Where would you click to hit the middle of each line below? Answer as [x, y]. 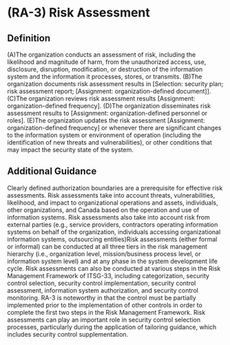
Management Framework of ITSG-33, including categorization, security [108, 275]
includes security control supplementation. [68, 334]
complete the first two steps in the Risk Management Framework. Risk [106, 312]
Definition [29, 38]
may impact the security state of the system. [71, 150]
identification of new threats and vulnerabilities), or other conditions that [109, 142]
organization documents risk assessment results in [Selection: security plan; [115, 84]
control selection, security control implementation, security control [102, 283]
